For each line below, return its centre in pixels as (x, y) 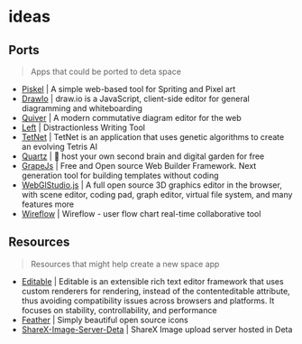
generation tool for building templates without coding (120, 175)
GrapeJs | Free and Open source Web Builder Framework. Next (139, 166)
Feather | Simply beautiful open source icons (105, 320)
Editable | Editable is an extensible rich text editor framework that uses (153, 281)
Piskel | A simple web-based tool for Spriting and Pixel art (128, 89)
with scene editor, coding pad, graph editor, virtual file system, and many (157, 195)
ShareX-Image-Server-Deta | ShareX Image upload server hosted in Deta (157, 329)
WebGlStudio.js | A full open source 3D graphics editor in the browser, (152, 185)
